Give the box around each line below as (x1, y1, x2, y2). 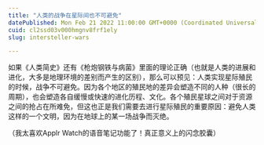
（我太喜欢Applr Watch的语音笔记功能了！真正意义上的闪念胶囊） (8, 129, 221, 138)
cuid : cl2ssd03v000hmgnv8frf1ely (8, 26, 118, 34)
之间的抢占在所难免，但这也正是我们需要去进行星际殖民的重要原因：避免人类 (8, 102, 256, 111)
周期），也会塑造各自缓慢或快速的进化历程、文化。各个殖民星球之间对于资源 (8, 92, 253, 102)
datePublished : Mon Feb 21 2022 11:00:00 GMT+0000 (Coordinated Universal (8, 19, 258, 27)
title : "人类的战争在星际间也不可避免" (8, 11, 122, 20)
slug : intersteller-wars (8, 33, 90, 42)
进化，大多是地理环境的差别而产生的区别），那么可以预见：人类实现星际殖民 (8, 72, 253, 82)
